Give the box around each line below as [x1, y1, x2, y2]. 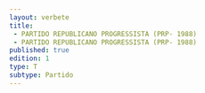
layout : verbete [9, 12, 70, 22]
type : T [9, 63, 38, 72]
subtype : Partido [9, 71, 74, 80]
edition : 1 [9, 54, 50, 63]
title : [9, 21, 34, 30]
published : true [9, 46, 70, 55]
